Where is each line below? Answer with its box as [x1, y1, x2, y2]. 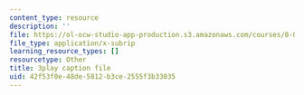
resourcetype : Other [9, 55, 88, 64]
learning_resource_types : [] [9, 47, 119, 56]
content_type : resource [9, 13, 100, 23]
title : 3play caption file [9, 64, 111, 73]
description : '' [9, 22, 71, 31]
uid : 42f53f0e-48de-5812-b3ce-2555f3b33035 [9, 72, 176, 81]
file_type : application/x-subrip [9, 38, 136, 48]
